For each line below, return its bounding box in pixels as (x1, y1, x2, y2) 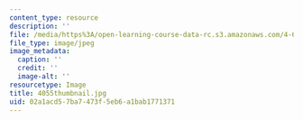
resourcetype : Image (9, 80, 87, 89)
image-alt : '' (17, 72, 70, 81)
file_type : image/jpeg (9, 38, 95, 48)
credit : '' (17, 64, 59, 73)
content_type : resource (9, 13, 99, 23)
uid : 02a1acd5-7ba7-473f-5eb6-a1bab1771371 (9, 97, 176, 106)
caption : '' (17, 55, 63, 64)
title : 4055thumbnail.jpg (9, 88, 106, 97)
